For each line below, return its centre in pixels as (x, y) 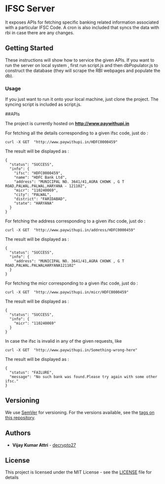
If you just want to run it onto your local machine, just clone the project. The (82, 99)
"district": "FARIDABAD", (41, 199)
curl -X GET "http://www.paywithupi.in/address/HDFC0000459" (70, 230)
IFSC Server (30, 9)
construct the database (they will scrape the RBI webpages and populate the (83, 70)
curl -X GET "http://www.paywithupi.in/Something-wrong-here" (71, 350)
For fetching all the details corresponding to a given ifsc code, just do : (77, 133)
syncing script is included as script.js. (43, 104)
